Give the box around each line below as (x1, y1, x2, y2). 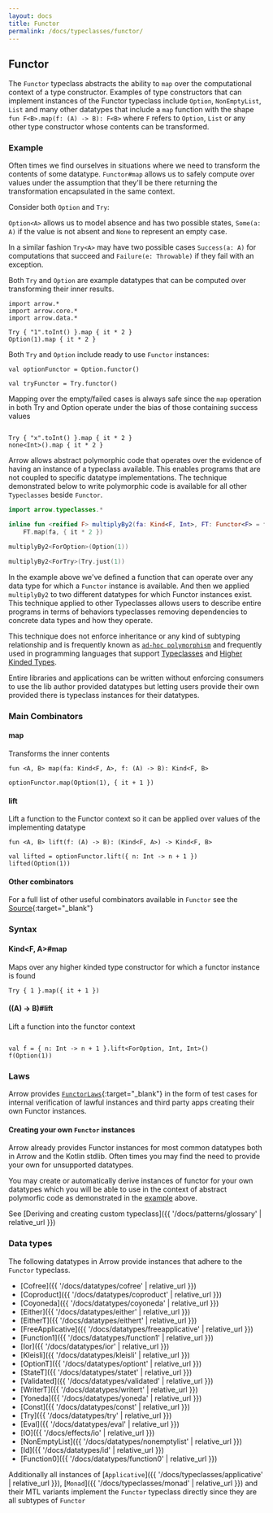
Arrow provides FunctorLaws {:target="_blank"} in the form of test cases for (8, 1089, 258, 1099)
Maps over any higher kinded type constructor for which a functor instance (8, 961, 260, 972)
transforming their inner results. (8, 284, 115, 294)
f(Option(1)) (8, 1051, 53, 1060)
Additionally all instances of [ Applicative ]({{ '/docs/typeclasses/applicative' (8, 1469, 263, 1479)
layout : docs (8, 11, 53, 20)
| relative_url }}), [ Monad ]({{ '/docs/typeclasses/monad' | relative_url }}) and (8, 1478, 258, 1488)
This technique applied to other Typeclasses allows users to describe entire (8, 598, 262, 608)
